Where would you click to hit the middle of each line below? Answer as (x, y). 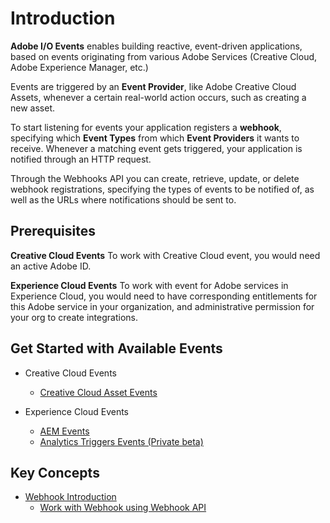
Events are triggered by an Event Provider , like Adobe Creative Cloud (153, 86)
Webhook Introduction (70, 497)
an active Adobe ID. (51, 266)
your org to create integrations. (74, 317)
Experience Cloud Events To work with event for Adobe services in (149, 285)
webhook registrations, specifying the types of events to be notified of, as (162, 189)
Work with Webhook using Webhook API (123, 508)
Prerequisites (53, 231)
